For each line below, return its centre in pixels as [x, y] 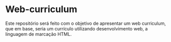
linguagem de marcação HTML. [38, 34]
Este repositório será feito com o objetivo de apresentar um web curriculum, [86, 23]
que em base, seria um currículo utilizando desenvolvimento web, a [77, 28]
